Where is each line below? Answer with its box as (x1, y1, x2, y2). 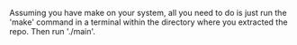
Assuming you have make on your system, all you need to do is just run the (9, 8, 287, 18)
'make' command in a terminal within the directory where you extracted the (9, 17, 288, 27)
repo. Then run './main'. (9, 26, 96, 36)
